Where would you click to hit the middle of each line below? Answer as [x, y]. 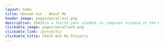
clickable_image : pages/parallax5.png [44, 27]
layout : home [18, 9]
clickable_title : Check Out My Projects [47, 36]
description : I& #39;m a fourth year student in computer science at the [81, 23]
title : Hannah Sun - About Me [36, 14]
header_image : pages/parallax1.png [41, 18]
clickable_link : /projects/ [34, 32]
